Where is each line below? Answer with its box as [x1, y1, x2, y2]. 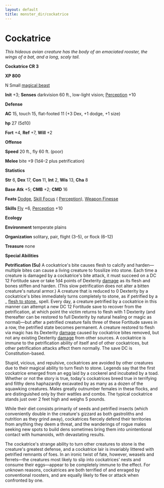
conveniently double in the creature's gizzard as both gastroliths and [5, 411, 143, 417]
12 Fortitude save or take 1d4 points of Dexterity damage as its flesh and [5, 278, 150, 284]
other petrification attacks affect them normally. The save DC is [5, 345, 133, 351]
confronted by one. [5, 477, 44, 484]
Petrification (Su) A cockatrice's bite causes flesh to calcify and [5, 262, 135, 268]
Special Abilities [5, 253, 39, 259]
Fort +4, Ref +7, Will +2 [5, 130, 53, 136]
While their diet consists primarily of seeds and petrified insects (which [5, 406, 148, 412]
